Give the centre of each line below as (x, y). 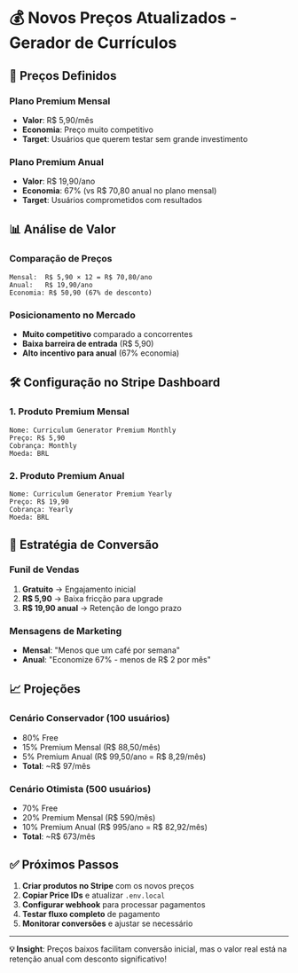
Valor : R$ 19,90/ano (59, 181)
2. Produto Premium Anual (67, 475)
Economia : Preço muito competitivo (87, 129)
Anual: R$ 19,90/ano (51, 285)
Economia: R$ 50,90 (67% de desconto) (81, 293)
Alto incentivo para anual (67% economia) (101, 353)
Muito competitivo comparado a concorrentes (107, 334)
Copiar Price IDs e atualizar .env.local (94, 895)
